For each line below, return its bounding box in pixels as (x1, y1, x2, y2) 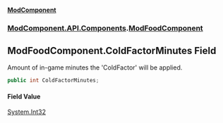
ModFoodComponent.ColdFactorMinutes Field (7, 44, 217, 56)
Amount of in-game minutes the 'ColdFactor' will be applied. (7, 63, 183, 72)
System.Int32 (7, 108, 46, 116)
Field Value (7, 92, 41, 101)
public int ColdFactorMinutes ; (7, 77, 100, 84)
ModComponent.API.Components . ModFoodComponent (7, 23, 203, 33)
